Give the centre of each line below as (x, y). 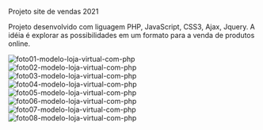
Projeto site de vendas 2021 (53, 11)
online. (19, 44)
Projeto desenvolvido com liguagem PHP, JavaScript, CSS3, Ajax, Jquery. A (132, 27)
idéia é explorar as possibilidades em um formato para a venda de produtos (131, 35)
